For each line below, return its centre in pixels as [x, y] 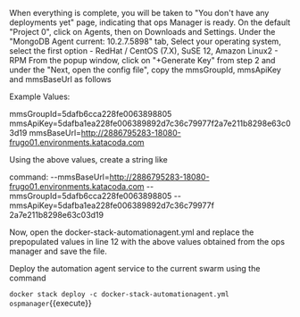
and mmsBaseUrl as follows [60, 79]
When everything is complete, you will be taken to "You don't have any [139, 13]
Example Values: [40, 96]
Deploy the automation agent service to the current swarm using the [135, 268]
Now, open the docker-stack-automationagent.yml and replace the [132, 232]
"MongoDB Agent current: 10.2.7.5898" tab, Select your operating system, [145, 41]
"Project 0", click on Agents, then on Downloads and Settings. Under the [142, 32]
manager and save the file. [58, 251]
